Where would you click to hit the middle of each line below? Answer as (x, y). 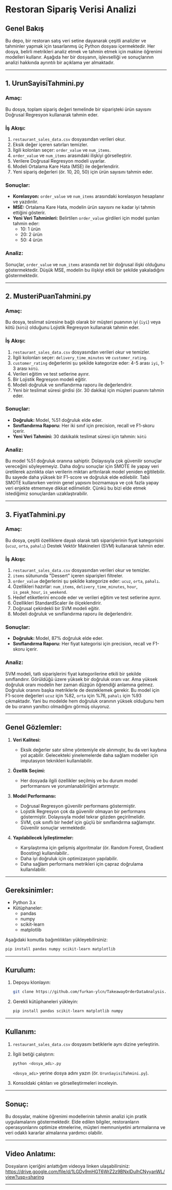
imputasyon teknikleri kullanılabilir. (57, 760)
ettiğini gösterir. (29, 213)
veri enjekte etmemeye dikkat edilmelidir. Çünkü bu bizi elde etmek (76, 488)
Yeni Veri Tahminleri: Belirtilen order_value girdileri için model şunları (86, 218)
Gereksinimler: (29, 890)
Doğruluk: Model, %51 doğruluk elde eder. (58, 420)
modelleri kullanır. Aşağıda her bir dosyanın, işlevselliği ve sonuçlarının (80, 57)
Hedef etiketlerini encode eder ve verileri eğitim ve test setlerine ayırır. (87, 598)
